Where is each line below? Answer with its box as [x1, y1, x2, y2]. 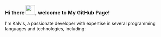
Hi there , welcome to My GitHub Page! [5, 9, 110, 16]
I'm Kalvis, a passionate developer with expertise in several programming [5, 20, 156, 27]
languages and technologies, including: [5, 26, 86, 32]
